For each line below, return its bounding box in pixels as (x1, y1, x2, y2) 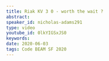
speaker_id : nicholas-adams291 (6, 19, 83, 25)
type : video (6, 24, 35, 31)
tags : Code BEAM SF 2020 (6, 46, 67, 52)
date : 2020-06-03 (6, 41, 49, 47)
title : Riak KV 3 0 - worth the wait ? (6, 8, 104, 15)
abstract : (6, 14, 30, 20)
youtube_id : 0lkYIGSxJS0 (6, 30, 67, 36)
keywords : (6, 35, 30, 41)
